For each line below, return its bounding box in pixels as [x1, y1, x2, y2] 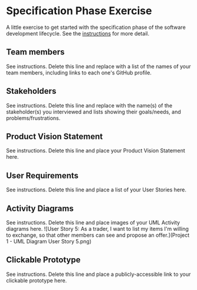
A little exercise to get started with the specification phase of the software [6, 24, 186, 31]
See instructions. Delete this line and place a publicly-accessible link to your [6, 271, 191, 278]
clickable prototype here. [6, 276, 67, 284]
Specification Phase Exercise [6, 4, 152, 18]
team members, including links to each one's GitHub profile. [6, 69, 152, 76]
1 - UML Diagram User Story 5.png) [6, 238, 91, 245]
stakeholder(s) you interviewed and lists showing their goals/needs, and [6, 108, 181, 115]
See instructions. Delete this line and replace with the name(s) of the [6, 102, 173, 109]
